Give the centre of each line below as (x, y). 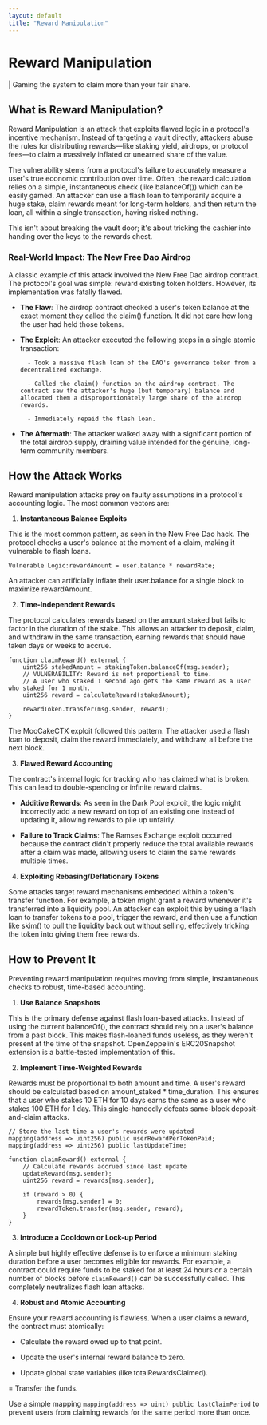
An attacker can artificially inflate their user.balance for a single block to (126, 581)
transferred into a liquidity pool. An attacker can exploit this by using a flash (132, 909)
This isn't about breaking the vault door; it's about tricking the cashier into (130, 228)
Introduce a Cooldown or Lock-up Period (88, 1238)
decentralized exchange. (61, 370)
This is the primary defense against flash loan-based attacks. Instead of (126, 1018)
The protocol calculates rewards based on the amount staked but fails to (127, 620)
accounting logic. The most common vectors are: (89, 504)
